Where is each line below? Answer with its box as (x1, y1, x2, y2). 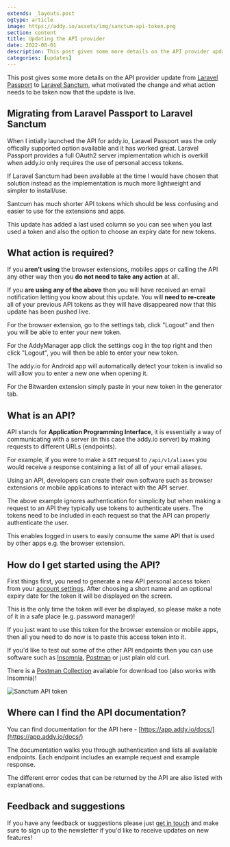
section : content (7, 29, 57, 36)
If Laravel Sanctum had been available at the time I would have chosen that (7, 172, 219, 180)
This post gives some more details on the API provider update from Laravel (7, 73, 218, 81)
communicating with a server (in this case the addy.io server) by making (7, 435, 211, 444)
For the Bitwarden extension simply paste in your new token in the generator (7, 383, 222, 391)
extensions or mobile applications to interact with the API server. (7, 483, 189, 492)
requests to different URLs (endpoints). (7, 442, 117, 451)
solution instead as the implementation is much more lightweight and (7, 179, 201, 187)
